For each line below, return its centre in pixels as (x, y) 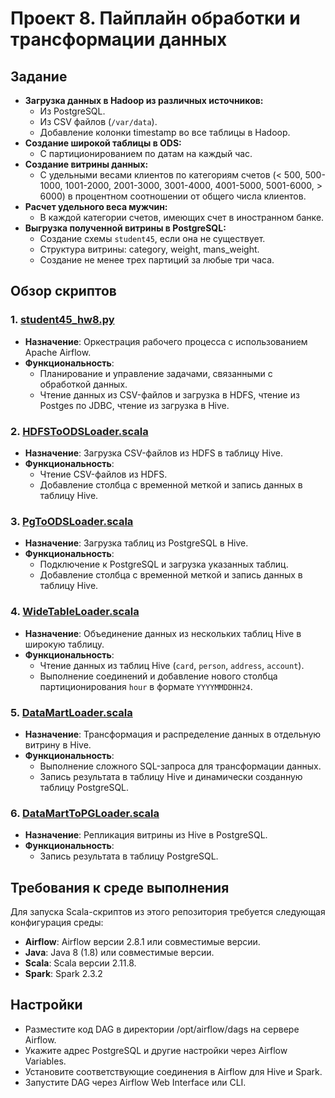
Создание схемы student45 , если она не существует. (152, 238)
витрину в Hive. (58, 744)
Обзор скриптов (63, 291)
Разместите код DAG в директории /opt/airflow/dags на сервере (162, 1029)
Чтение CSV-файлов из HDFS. (103, 474)
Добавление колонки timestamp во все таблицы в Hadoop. (165, 132)
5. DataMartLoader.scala (71, 712)
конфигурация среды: (57, 922)
